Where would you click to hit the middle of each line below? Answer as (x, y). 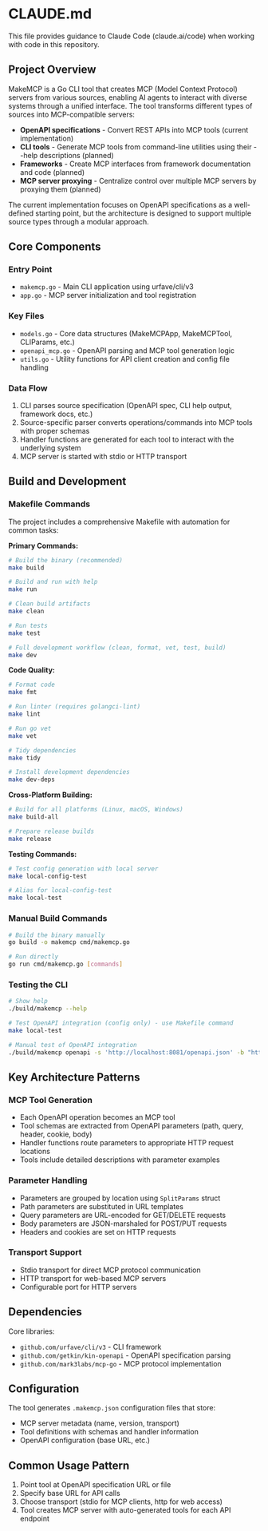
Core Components (55, 247)
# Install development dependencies (69, 772)
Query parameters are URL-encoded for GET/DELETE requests (122, 1215)
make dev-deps (32, 779)
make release (30, 839)
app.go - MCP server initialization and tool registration (108, 295)
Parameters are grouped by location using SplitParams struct (120, 1198)
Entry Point (30, 270)
